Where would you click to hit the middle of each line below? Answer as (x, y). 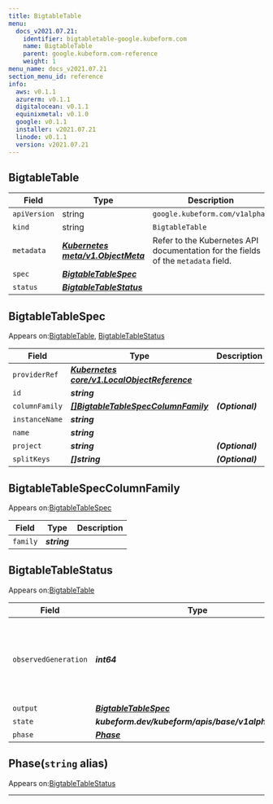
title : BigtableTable (45, 16)
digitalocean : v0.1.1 (52, 107)
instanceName (38, 419)
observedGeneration (50, 659)
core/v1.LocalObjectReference (131, 380)
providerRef (36, 375)
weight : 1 (40, 62)
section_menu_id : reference (56, 76)
